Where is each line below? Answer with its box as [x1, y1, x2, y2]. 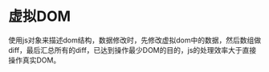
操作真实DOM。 [8, 55, 61, 65]
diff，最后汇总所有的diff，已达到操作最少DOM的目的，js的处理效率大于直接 [8, 45, 257, 54]
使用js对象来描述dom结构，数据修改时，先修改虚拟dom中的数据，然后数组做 [8, 35, 262, 45]
